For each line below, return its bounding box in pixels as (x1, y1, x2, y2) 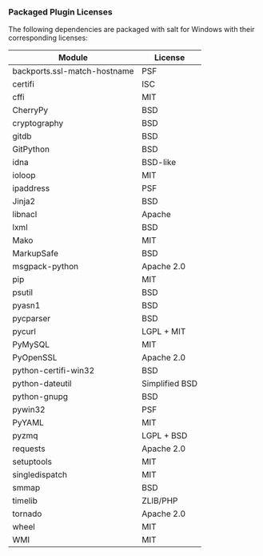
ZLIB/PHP (141, 495, 178, 506)
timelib (12, 495, 38, 506)
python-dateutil (12, 378, 72, 389)
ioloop (12, 170, 36, 181)
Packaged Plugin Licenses (8, 6, 114, 18)
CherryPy (12, 105, 49, 116)
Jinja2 (12, 195, 36, 207)
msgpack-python (12, 261, 78, 272)
